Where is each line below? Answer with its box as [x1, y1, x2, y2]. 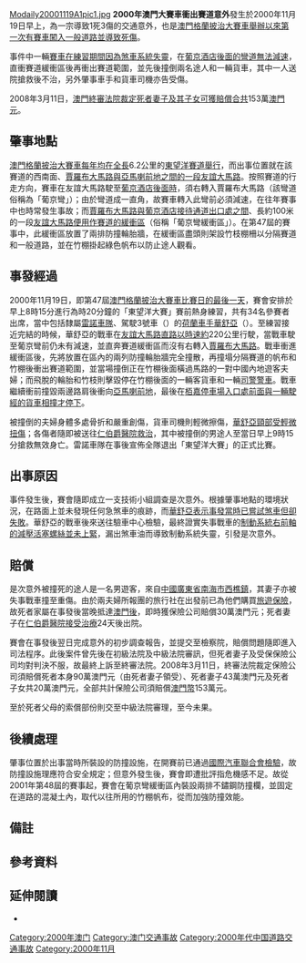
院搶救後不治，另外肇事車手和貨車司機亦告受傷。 [9, 74, 193, 85]
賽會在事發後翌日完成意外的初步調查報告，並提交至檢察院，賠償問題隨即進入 [9, 637, 297, 648]
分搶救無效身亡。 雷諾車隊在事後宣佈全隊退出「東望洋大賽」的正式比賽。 [9, 439, 280, 450]
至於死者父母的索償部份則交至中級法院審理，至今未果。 [9, 702, 217, 713]
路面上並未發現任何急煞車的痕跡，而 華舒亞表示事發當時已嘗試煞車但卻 [33, 506, 297, 517]
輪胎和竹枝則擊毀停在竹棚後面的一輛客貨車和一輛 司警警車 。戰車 [56, 374, 297, 385]
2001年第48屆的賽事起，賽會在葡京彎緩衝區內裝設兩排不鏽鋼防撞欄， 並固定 [9, 780, 293, 791]
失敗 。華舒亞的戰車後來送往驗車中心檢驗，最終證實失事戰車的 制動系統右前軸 [9, 517, 297, 528]
